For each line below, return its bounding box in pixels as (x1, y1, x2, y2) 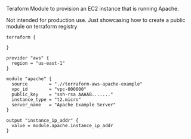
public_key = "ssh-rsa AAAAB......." (11, 91, 113, 97)
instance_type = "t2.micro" (11, 97, 82, 103)
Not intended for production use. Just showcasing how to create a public (6, 17, 186, 23)
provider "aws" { (6, 55, 50, 61)
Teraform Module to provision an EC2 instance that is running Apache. (6, 5, 179, 12)
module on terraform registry (6, 23, 78, 30)
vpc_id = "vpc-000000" (11, 86, 87, 92)
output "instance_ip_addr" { (6, 118, 79, 124)
